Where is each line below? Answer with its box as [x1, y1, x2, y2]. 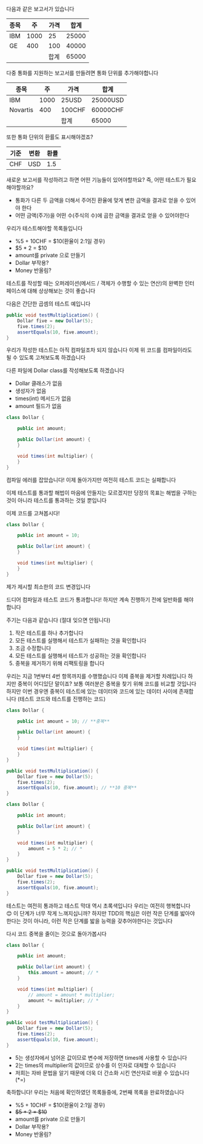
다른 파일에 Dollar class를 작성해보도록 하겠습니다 [6, 367, 125, 374]
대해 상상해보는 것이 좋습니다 [27, 287, 96, 294]
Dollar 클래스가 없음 [15, 380, 62, 387]
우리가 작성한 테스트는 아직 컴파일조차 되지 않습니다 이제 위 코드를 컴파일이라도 [6, 346, 193, 353]
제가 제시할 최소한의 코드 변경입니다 [6, 583, 91, 590]
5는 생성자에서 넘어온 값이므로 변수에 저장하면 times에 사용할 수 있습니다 [15, 1054, 187, 1061]
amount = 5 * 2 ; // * [28, 845, 83, 852]
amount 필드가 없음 [15, 403, 62, 410]
